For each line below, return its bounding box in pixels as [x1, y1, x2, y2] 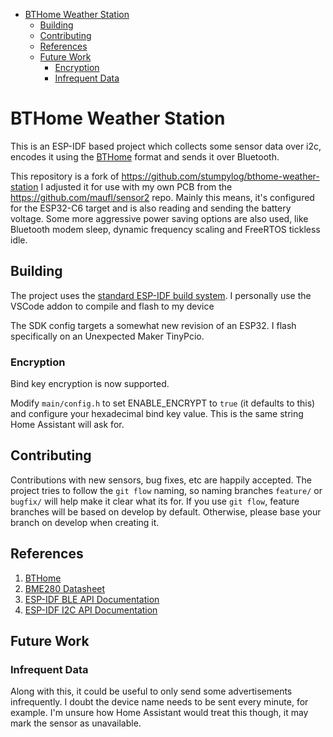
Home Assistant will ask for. [10, 419, 125, 431]
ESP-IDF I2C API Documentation [24, 604, 158, 616]
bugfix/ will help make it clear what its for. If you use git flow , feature [10, 495, 300, 507]
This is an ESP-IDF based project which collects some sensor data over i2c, [10, 140, 322, 152]
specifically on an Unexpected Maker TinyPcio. [10, 330, 205, 342]
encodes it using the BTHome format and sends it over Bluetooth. [10, 150, 280, 163]
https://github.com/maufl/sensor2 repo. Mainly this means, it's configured [10, 191, 315, 203]
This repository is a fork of [10, 170, 120, 182]
